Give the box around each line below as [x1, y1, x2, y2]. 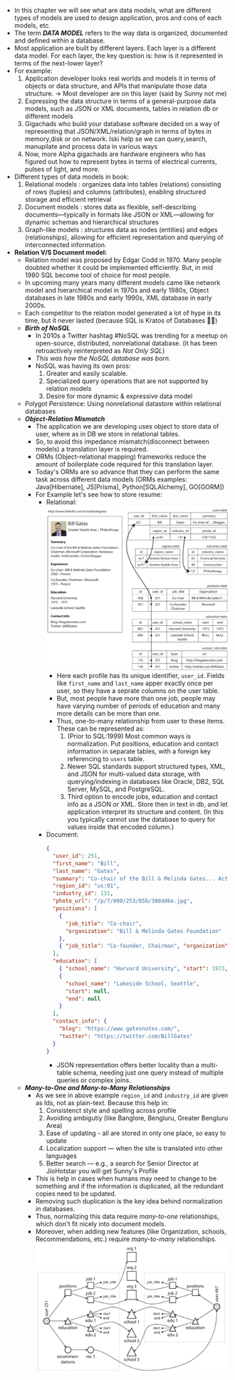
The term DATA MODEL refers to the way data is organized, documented [14, 28, 228, 37]
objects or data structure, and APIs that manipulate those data [24, 82, 207, 90]
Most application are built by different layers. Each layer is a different [14, 44, 216, 52]
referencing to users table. [67, 755, 145, 763]
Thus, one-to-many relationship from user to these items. [56, 717, 225, 726]
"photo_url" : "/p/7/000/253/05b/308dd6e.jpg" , [52, 897, 194, 905]
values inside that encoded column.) [67, 822, 174, 832]
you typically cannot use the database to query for [67, 815, 216, 824]
